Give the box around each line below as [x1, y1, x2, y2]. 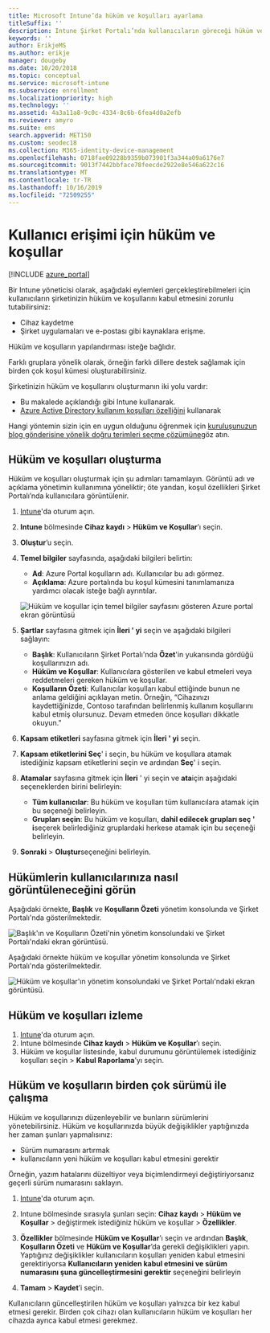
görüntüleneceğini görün [8, 883, 137, 897]
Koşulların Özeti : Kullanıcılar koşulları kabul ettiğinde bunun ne [31, 684, 240, 693]
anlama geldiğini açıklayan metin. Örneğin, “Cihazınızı [31, 693, 210, 702]
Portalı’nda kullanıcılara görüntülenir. [8, 491, 129, 501]
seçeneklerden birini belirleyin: [19, 782, 122, 791]
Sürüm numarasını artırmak [19, 1145, 110, 1155]
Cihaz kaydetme [19, 317, 74, 327]
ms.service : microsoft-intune [8, 79, 110, 87]
